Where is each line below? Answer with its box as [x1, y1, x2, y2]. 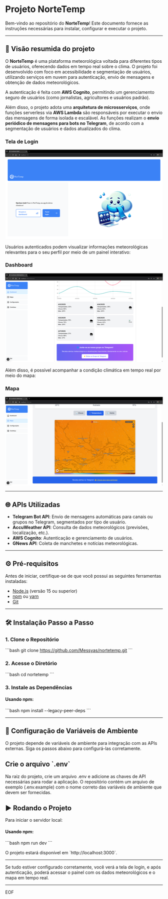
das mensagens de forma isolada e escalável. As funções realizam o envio [5, 114, 159, 121]
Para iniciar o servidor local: [5, 817, 63, 823]
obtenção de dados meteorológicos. [5, 79, 80, 85]
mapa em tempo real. [5, 874, 49, 880]
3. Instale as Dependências [5, 684, 72, 691]
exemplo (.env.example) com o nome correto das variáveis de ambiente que [5, 784, 162, 790]
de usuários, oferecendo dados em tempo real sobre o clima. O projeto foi [5, 63, 157, 69]
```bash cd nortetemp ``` [5, 671, 54, 677]
